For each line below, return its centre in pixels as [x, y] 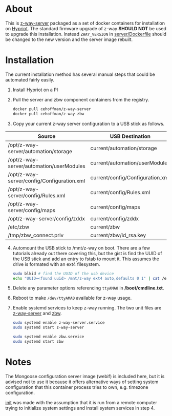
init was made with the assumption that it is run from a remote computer [81, 402]
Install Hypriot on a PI [35, 90]
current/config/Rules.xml [120, 192]
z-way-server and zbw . [37, 314]
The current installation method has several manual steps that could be [80, 74]
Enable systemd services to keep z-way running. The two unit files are [87, 308]
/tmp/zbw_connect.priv [36, 235]
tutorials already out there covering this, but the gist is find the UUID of [87, 253]
